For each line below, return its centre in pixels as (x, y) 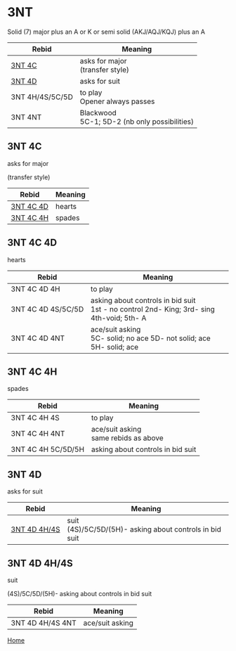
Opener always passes (117, 101)
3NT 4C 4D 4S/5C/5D (47, 309)
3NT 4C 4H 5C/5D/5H (48, 449)
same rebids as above (127, 438)
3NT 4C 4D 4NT (38, 338)
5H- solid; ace (114, 347)
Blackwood (98, 112)
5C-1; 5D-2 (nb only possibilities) (137, 122)
